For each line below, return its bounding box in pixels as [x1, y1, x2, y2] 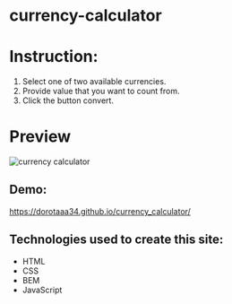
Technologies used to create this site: [9, 232, 224, 248]
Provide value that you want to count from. [21, 86, 180, 97]
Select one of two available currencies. [21, 76, 167, 87]
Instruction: [9, 47, 99, 67]
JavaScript [21, 284, 63, 295]
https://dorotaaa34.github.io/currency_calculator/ [9, 205, 191, 216]
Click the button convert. [21, 95, 115, 106]
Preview [9, 126, 72, 147]
